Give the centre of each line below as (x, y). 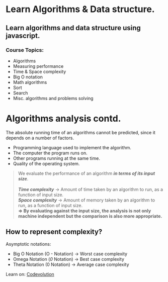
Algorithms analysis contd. (63, 119)
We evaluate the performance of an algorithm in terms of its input (87, 173)
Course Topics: (25, 50)
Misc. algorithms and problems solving (53, 98)
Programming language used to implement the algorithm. (72, 147)
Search (20, 93)
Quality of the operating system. (46, 163)
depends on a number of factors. (40, 138)
